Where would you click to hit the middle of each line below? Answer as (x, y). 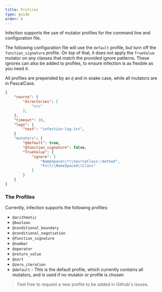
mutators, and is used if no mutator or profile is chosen (68, 275)
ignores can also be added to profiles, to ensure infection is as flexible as (79, 63)
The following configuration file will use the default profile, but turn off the (81, 48)
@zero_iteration (29, 265)
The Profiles (20, 197)
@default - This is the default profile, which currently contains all (78, 270)
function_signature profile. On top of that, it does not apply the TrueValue (80, 53)
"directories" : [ (40, 102)
